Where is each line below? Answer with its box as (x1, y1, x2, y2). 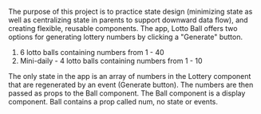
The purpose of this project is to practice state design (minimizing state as (8, 7, 253, 16)
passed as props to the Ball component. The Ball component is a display (8, 88, 246, 98)
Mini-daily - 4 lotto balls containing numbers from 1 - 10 (19, 56, 203, 65)
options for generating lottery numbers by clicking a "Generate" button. (8, 32, 243, 41)
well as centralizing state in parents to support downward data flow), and (8, 15, 249, 25)
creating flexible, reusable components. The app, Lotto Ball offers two (8, 24, 238, 33)
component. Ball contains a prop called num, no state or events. (8, 97, 218, 106)
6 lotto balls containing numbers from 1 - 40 (19, 48, 165, 57)
